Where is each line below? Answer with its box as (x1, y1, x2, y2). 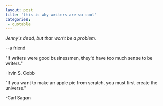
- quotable (7, 21, 31, 27)
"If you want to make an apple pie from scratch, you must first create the (5, 80, 158, 86)
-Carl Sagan (5, 95, 31, 101)
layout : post (5, 7, 33, 13)
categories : (5, 17, 31, 22)
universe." (5, 85, 26, 91)
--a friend (5, 45, 26, 51)
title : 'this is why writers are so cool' (5, 12, 97, 17)
